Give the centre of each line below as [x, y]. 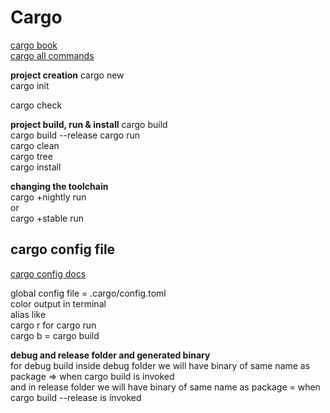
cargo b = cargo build [55, 335]
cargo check [36, 105]
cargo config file [63, 249]
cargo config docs [48, 273]
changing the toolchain [59, 186]
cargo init [30, 85]
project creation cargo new [67, 75]
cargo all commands [52, 55]
